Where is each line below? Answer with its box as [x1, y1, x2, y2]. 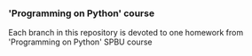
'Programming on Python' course [8, 7, 155, 20]
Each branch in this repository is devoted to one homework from [8, 28, 244, 38]
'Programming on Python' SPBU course [8, 36, 153, 47]
